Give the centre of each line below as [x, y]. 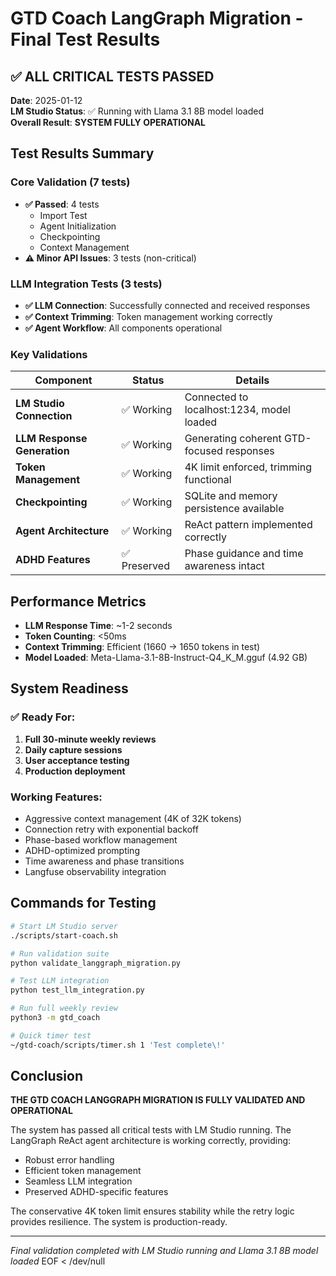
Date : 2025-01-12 [46, 100]
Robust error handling [69, 1160]
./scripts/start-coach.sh [64, 935]
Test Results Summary [82, 153]
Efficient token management [83, 1171]
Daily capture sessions [73, 749]
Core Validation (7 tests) [70, 182]
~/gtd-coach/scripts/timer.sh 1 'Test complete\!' [118, 1045]
